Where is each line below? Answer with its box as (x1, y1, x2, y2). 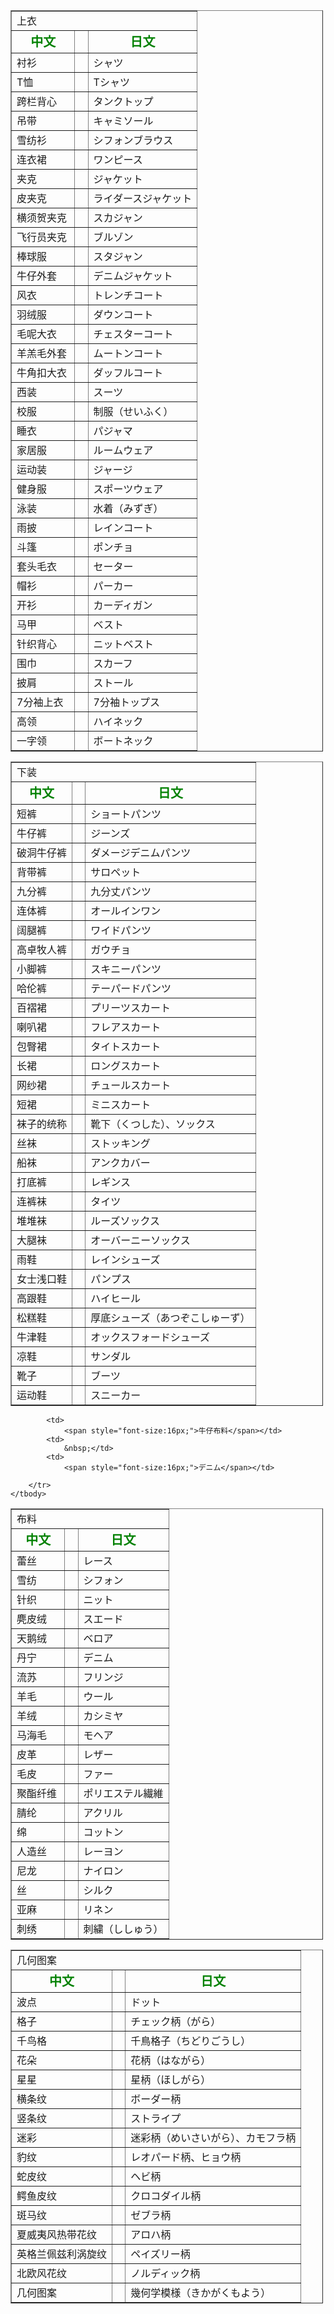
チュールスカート (90, 1079, 172, 1092)
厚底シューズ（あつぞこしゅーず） (90, 1311, 251, 1324)
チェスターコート (93, 327, 174, 341)
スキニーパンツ (90, 962, 162, 976)
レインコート (93, 521, 154, 534)
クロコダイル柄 (130, 2189, 202, 2203)
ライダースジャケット (93, 192, 193, 205)
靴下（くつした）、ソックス (90, 1117, 216, 1131)
